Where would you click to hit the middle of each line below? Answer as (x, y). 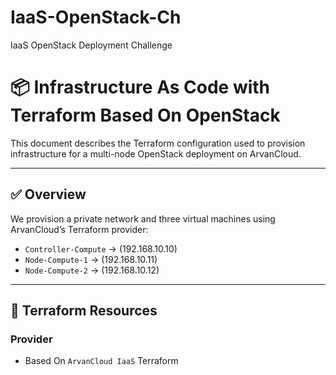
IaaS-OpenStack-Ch (96, 17)
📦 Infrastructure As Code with (140, 87)
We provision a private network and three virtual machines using (143, 218)
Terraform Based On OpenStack (145, 115)
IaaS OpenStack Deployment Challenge (91, 45)
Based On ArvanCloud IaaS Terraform (101, 361)
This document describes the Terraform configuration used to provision (158, 143)
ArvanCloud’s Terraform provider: (79, 229)
